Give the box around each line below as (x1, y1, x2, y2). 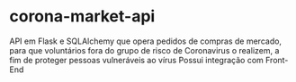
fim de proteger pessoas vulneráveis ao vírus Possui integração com (9, 54, 264, 65)
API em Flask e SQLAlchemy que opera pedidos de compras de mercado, (9, 36, 282, 46)
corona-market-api (9, 6, 156, 27)
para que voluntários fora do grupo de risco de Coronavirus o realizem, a (9, 45, 280, 55)
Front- (265, 54, 289, 65)
